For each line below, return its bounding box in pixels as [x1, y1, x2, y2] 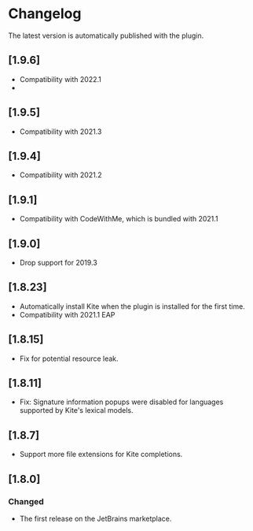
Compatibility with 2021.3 [19, 127, 102, 136]
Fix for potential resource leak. [19, 354, 119, 363]
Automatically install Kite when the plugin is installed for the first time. [19, 301, 245, 311]
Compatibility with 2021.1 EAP [19, 310, 115, 319]
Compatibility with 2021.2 [19, 170, 102, 180]
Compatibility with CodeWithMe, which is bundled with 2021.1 [19, 214, 218, 224]
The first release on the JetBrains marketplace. [19, 514, 172, 523]
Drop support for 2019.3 [19, 258, 98, 267]
